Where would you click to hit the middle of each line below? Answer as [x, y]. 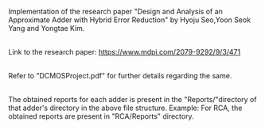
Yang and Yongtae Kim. [47, 28]
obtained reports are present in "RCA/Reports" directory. [101, 116]
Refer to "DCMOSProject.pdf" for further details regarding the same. [120, 76]
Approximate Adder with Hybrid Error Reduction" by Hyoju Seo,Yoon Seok [130, 20]
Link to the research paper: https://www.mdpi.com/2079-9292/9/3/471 [125, 52]
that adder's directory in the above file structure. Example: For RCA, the [125, 108]
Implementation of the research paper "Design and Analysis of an [115, 11]
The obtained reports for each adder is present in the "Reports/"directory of [132, 99]
